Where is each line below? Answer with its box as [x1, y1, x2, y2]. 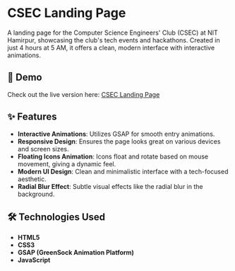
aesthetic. [17, 175, 47, 183]
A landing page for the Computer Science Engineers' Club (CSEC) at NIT [7, 28, 219, 37]
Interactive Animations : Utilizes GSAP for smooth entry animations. [17, 129, 215, 138]
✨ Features [7, 111, 57, 123]
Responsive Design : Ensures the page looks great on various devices [17, 137, 221, 146]
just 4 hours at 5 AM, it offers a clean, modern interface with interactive [7, 43, 215, 52]
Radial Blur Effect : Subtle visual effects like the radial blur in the [17, 182, 203, 190]
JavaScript [17, 256, 51, 265]
